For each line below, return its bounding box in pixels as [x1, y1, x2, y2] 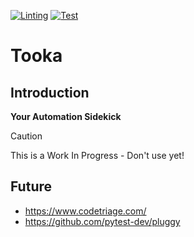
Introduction [10, 84, 90, 101]
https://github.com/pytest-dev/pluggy [24, 215, 181, 227]
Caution [10, 130, 43, 142]
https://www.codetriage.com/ [24, 205, 147, 217]
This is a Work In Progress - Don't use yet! [10, 150, 185, 161]
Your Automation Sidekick [10, 111, 122, 122]
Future [10, 178, 53, 195]
